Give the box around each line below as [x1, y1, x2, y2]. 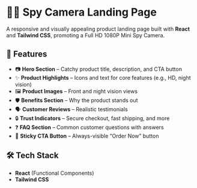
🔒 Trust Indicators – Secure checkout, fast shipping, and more [14, 114, 170, 122]
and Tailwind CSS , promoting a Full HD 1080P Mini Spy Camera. [6, 31, 165, 38]
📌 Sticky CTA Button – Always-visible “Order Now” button [14, 132, 159, 139]
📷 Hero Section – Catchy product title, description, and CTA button [14, 65, 182, 73]
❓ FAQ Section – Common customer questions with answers [14, 123, 164, 131]
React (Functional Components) [14, 169, 94, 177]
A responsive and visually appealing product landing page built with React [6, 25, 190, 32]
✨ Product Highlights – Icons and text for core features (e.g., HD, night [14, 74, 191, 81]
